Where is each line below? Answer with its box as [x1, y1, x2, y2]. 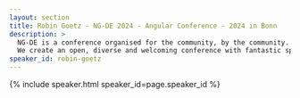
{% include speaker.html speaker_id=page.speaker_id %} [9, 79, 221, 89]
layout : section [9, 12, 70, 22]
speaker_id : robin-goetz [9, 54, 102, 63]
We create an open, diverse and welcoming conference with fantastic [17, 46, 281, 55]
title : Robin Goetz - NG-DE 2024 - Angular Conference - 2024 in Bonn [9, 21, 278, 30]
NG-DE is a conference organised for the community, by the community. [17, 37, 290, 47]
